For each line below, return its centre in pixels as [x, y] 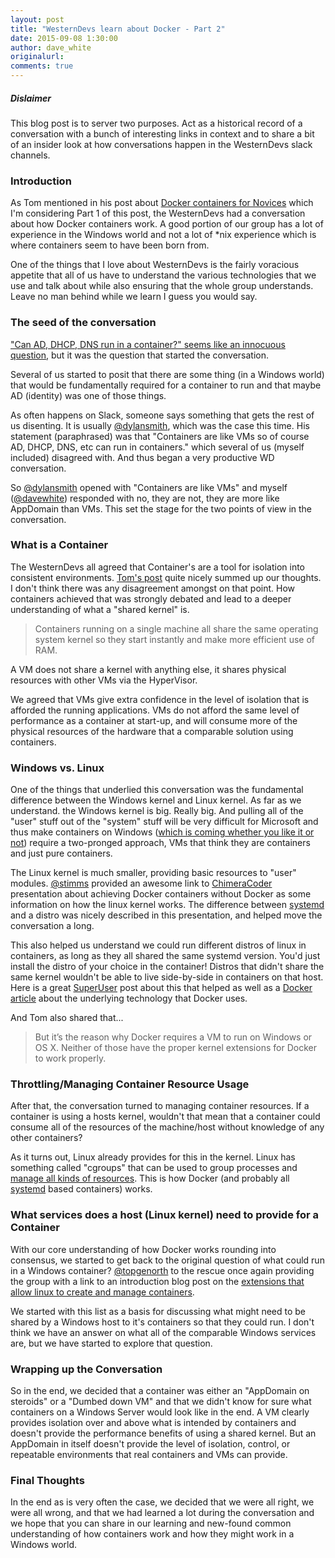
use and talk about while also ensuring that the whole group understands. [162, 286]
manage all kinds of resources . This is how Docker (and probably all [150, 1178]
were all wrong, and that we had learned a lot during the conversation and [162, 1513]
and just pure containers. [61, 853]
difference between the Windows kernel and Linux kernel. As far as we [156, 800]
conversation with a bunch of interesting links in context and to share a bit [162, 133]
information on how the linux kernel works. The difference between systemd [167, 905]
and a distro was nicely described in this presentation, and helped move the [166, 915]
